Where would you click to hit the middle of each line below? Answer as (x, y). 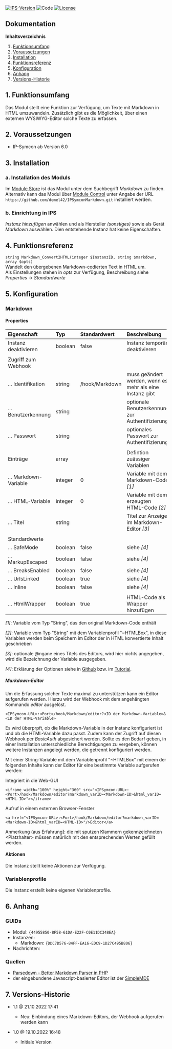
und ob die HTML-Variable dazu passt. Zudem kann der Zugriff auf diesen (83, 733)
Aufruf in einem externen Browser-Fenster (50, 808)
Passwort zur (143, 436)
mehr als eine (143, 387)
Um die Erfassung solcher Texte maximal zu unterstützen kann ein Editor (82, 693)
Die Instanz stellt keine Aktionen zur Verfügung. (56, 865)
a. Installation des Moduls (38, 177)
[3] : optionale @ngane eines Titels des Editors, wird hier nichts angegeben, (85, 653)
